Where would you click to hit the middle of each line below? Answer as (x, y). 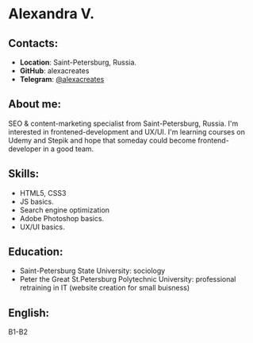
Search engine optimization (64, 210)
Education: (36, 252)
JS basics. (36, 201)
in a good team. (68, 149)
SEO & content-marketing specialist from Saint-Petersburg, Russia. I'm (123, 123)
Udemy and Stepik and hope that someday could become (102, 140)
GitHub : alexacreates (54, 71)
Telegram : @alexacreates (62, 79)
